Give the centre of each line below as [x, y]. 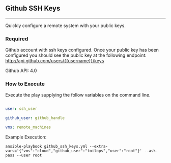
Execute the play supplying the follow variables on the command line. [78, 95]
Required [17, 39]
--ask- [151, 151]
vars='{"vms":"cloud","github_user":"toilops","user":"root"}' [74, 151]
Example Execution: [26, 137]
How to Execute [25, 84]
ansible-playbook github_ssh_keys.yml [46, 147]
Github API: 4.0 [21, 71]
